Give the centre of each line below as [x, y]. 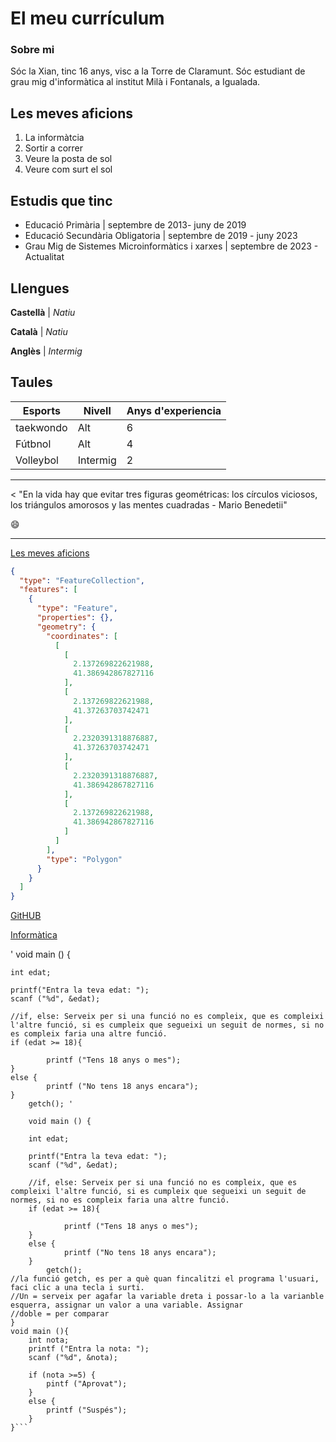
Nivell [97, 410]
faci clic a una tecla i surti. [77, 1288]
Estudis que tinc [61, 200]
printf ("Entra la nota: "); [89, 1349]
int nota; [49, 1340]
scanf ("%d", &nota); [73, 1358]
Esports [41, 410]
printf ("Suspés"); [87, 1410]
